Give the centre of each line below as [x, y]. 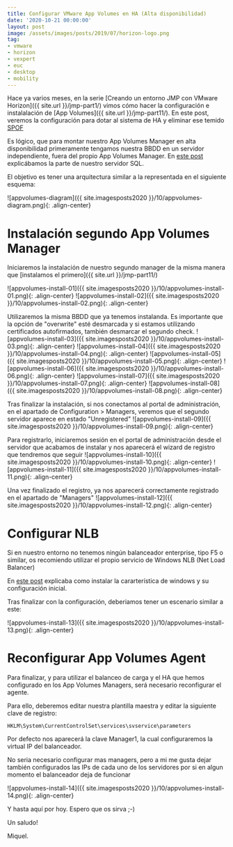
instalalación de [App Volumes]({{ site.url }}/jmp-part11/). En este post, [108, 113]
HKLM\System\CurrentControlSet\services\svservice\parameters [99, 726]
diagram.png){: [29, 205]
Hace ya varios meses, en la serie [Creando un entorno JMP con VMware [112, 98]
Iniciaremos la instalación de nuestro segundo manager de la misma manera [116, 267]
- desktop [22, 72]
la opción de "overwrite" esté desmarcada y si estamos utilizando [101, 324]
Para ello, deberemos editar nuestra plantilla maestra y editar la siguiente [112, 706]
